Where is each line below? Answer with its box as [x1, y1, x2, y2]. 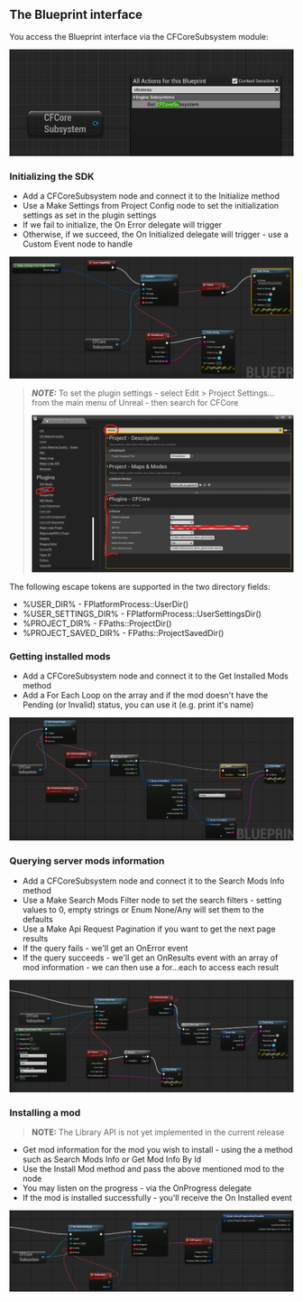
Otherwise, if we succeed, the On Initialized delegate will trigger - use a [22, 229, 289, 240]
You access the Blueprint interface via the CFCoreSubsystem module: [9, 31, 269, 42]
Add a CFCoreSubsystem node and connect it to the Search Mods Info [22, 875, 285, 886]
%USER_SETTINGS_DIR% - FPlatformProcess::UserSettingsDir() [22, 609, 262, 620]
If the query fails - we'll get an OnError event [22, 942, 188, 953]
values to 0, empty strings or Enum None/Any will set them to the [22, 903, 264, 915]
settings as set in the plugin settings [22, 210, 157, 220]
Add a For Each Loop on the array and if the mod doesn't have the [22, 690, 269, 701]
